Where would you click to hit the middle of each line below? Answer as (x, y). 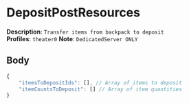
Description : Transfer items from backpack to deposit (85, 32)
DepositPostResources (73, 13)
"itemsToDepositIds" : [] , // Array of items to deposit (101, 83)
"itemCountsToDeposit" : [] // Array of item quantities (101, 89)
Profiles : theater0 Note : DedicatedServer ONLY (72, 38)
